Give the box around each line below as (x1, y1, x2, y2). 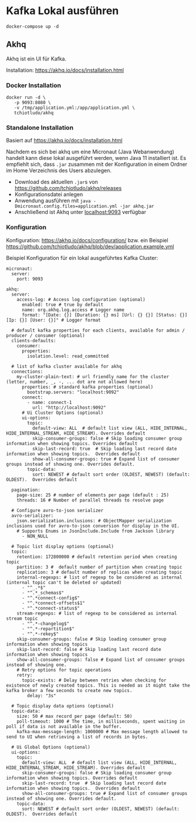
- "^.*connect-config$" (21, 595, 80, 601)
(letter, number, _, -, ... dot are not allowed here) (6, 379, 143, 385)
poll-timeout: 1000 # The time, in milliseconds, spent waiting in (16, 719, 185, 724)
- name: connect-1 (27, 399, 72, 405)
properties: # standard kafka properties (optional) (21, 384, 154, 390)
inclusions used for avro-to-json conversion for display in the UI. (6, 523, 180, 529)
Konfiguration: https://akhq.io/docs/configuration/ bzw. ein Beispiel (6, 236, 168, 243)
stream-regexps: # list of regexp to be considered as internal (16, 610, 177, 616)
